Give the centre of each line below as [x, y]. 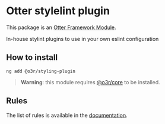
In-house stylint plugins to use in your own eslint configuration [82, 39]
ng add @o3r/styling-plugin [41, 71]
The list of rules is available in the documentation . [67, 115]
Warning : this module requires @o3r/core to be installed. [90, 82]
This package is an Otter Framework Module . [61, 27]
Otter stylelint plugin [58, 11]
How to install [32, 58]
